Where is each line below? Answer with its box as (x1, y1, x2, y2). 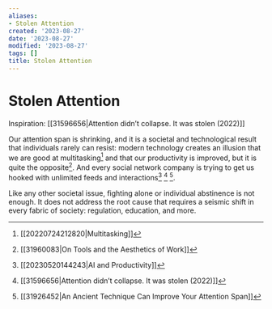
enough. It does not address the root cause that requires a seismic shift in (8, 197, 254, 206)
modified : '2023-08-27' (8, 42, 89, 50)
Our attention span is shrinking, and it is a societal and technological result (8, 134, 257, 144)
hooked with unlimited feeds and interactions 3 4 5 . (8, 171, 176, 182)
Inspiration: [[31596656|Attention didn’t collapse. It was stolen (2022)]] (8, 118, 245, 128)
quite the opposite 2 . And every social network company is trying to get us (8, 161, 255, 172)
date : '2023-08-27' (8, 34, 74, 43)
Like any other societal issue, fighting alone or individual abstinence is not (8, 188, 255, 198)
